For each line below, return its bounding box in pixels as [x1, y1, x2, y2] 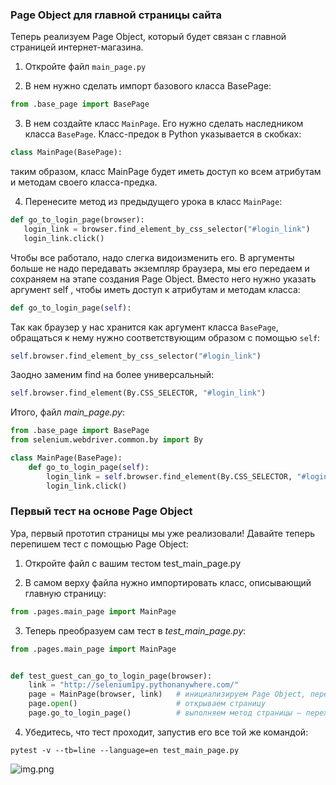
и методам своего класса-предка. [10, 176, 158, 188]
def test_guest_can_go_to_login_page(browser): [10, 671, 213, 681]
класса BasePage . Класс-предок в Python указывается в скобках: [24, 128, 302, 140]
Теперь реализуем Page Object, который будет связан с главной [10, 31, 287, 43]
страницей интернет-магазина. [10, 41, 144, 53]
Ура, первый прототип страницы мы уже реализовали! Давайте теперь [10, 527, 316, 539]
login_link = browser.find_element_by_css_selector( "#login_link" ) [23, 224, 311, 234]
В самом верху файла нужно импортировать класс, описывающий [24, 576, 312, 588]
